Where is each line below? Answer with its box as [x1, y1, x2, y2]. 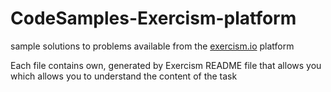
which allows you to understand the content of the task [10, 70, 238, 82]
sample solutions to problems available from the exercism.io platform [10, 40, 295, 52]
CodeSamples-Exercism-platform [10, 7, 297, 30]
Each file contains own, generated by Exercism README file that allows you [10, 59, 322, 71]
